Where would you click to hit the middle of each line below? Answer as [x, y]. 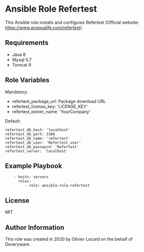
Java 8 [19, 54]
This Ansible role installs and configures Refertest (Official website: [72, 22]
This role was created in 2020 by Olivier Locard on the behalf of [69, 239]
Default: [13, 121]
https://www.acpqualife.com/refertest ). [44, 27]
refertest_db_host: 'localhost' [38, 130]
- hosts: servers [31, 177]
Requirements [27, 43]
